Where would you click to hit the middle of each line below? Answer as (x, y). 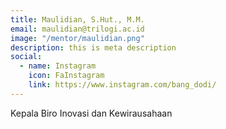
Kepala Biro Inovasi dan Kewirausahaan (91, 113)
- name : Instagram (58, 66)
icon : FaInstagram (66, 76)
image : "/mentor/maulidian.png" (77, 38)
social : (26, 57)
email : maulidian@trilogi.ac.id (77, 29)
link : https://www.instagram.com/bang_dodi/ (122, 85)
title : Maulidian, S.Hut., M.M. (77, 19)
